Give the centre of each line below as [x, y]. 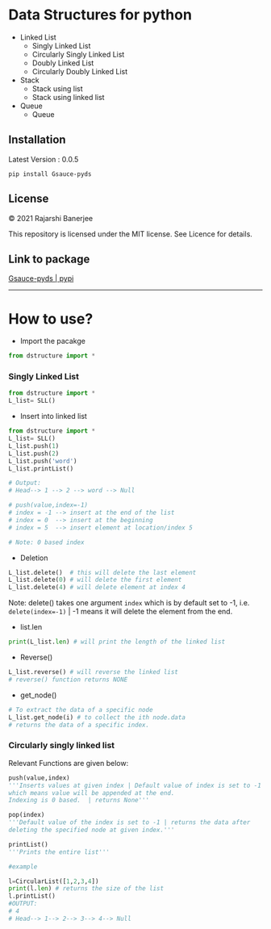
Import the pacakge [53, 341]
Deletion [34, 558]
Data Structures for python [100, 15]
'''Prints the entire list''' [59, 852]
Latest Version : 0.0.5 [44, 159]
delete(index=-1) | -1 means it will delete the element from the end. [121, 612]
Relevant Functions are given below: [69, 763]
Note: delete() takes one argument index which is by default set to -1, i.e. [129, 603]
